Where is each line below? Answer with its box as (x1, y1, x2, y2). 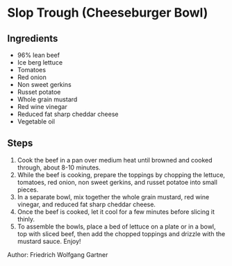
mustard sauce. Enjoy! (17, 237, 81, 245)
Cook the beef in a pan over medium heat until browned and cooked (17, 156, 213, 164)
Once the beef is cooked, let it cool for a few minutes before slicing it (17, 207, 215, 216)
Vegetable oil (17, 117, 56, 126)
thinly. (17, 215, 35, 223)
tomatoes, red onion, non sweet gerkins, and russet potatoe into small (17, 178, 217, 186)
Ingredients (7, 33, 58, 44)
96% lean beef (17, 51, 60, 59)
